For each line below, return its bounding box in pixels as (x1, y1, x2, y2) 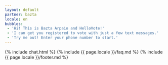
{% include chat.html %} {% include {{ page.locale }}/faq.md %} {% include (5, 48, 163, 55)
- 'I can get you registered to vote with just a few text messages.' (7, 30, 159, 35)
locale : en (5, 16, 28, 21)
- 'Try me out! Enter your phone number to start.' (7, 35, 118, 40)
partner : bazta (5, 12, 37, 17)
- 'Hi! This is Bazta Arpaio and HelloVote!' (7, 26, 105, 31)
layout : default (5, 7, 39, 12)
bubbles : (5, 21, 23, 26)
